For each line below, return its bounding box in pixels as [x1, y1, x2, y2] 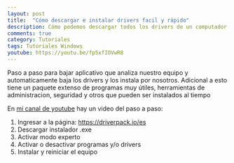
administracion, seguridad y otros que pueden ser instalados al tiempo [7, 90, 211, 99]
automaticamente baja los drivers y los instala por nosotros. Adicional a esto [7, 76, 228, 84]
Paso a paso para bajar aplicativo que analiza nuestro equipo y [7, 68, 188, 77]
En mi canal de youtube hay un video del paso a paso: [7, 104, 163, 113]
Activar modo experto [17, 132, 81, 141]
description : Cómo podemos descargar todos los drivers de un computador [7, 23, 228, 30]
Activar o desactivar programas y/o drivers [17, 140, 142, 148]
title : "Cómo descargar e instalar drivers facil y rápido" [7, 17, 190, 24]
